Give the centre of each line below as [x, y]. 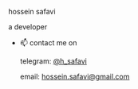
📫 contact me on [48, 43]
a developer [28, 27]
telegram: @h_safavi [53, 61]
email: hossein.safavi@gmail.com [75, 76]
